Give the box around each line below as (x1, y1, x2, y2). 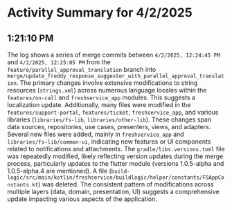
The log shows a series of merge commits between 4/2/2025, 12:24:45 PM (7, 50, 220, 59)
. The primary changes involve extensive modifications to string (16, 79, 198, 87)
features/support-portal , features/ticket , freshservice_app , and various (7, 108, 219, 116)
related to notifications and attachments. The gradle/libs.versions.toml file (7, 145, 225, 153)
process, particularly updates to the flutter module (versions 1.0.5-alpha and (7, 160, 224, 167)
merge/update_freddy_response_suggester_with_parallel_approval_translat (7, 73, 225, 79)
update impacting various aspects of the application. (7, 195, 157, 203)
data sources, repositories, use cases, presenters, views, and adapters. (7, 123, 211, 131)
